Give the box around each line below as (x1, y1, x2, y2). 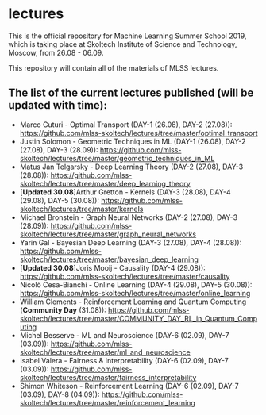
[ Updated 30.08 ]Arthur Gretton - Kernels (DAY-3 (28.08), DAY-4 (19, 187, 232, 197)
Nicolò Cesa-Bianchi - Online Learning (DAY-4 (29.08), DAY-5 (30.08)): (19, 279, 253, 290)
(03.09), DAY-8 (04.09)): (19, 390, 100, 399)
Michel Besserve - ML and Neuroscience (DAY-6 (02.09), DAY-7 (19, 330, 229, 340)
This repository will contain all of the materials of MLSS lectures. (8, 63, 219, 72)
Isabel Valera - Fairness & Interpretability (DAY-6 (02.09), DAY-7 (19, 355, 229, 365)
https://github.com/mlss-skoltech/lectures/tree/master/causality (19, 271, 230, 281)
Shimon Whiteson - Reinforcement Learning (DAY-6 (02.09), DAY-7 (19, 381, 240, 390)
